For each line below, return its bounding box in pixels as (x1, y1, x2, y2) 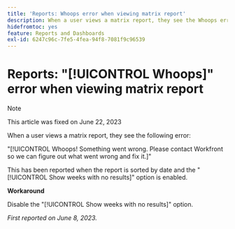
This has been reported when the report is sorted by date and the (7, 165, 196, 175)
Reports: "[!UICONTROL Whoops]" (7, 66, 214, 82)
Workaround (7, 186, 45, 195)
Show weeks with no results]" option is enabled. (48, 173, 188, 182)
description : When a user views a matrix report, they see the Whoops (7, 17, 218, 24)
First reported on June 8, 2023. (7, 214, 98, 222)
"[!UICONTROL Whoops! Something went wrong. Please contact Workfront (7, 145, 224, 154)
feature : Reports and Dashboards (7, 29, 105, 37)
